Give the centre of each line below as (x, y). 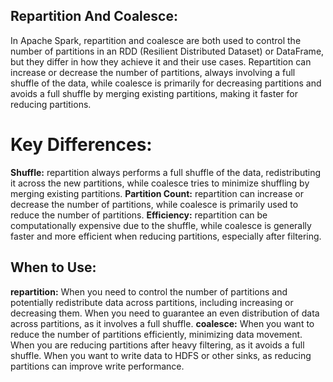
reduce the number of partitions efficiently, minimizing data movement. (156, 334)
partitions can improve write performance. (97, 366)
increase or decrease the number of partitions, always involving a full (153, 72)
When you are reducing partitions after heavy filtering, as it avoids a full (157, 345)
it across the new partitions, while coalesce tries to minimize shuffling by (160, 183)
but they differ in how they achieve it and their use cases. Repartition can (161, 61)
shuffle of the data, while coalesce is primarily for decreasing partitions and (166, 83)
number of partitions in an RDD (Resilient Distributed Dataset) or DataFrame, (167, 51)
